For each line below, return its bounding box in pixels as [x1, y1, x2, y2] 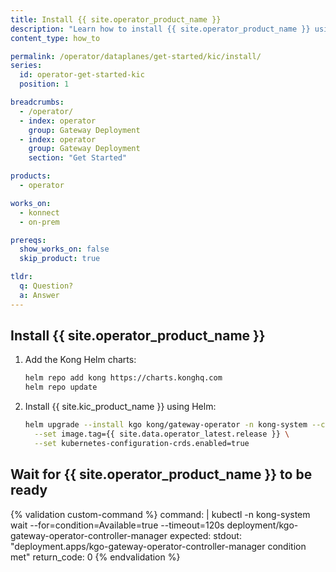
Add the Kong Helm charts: [24, 354, 137, 366]
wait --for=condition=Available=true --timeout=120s [10, 519, 225, 531]
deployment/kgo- [226, 519, 299, 531]
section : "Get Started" [28, 153, 128, 163]
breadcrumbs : [10, 97, 65, 107]
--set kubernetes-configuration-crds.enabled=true [34, 438, 250, 448]
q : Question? [19, 281, 74, 291]
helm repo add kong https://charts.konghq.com [24, 373, 223, 383]
